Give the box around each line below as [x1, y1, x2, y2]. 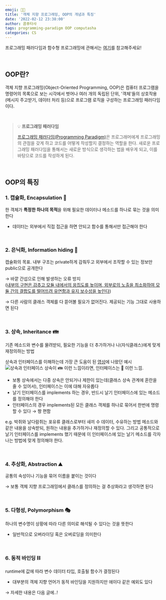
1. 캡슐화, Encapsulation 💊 [5, 195, 67, 201]
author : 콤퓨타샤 [5, 21, 37, 26]
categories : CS [5, 30, 37, 35]
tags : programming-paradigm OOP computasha [5, 26, 97, 31]
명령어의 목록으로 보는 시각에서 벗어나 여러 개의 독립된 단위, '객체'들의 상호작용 [5, 91, 157, 97]
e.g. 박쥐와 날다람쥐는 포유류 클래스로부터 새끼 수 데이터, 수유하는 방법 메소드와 [5, 419, 159, 425]
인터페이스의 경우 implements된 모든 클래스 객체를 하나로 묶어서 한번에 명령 [12, 402, 160, 408]
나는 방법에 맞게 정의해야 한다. [5, 437, 63, 443]
